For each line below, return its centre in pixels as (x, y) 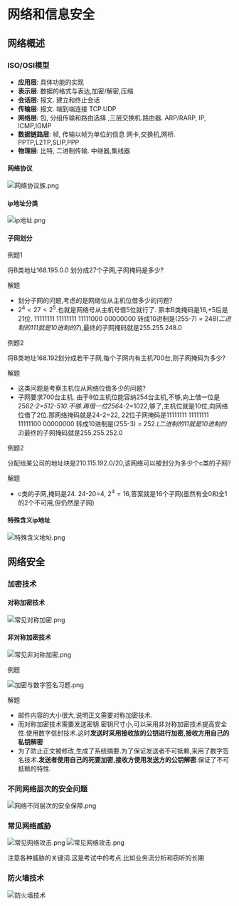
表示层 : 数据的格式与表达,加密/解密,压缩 (75, 91)
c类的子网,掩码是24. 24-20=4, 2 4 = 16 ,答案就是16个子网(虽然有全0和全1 (122, 493)
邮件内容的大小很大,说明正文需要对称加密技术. (85, 715)
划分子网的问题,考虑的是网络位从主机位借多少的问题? (95, 301)
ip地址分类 (23, 203)
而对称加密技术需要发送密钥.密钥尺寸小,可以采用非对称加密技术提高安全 (122, 724)
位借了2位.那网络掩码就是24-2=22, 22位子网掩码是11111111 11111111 (113, 415)
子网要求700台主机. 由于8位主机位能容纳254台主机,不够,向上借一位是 (119, 397)
